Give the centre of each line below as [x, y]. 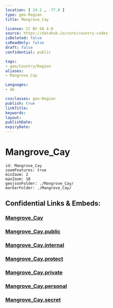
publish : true [20, 103]
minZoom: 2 [17, 174]
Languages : [17, 85]
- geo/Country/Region [28, 66]
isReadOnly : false [25, 43]
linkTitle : [17, 108]
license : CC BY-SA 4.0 [29, 28]
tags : [11, 61]
